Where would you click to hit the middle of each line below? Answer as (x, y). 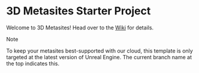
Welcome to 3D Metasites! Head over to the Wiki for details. (80, 28)
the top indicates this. (33, 63)
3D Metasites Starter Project (79, 11)
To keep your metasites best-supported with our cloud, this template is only (99, 51)
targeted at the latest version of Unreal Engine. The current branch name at (99, 57)
